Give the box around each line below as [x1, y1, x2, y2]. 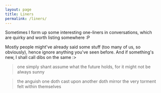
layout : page [5, 7, 32, 12]
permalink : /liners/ [5, 16, 47, 21]
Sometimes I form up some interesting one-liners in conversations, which [5, 30, 152, 36]
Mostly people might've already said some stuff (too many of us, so [5, 44, 141, 50]
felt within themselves [17, 84, 61, 90]
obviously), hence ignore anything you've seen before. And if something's [5, 49, 154, 55]
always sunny [17, 69, 45, 75]
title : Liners [5, 12, 34, 17]
